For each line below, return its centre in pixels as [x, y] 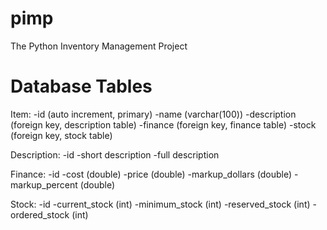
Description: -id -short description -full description [115, 154]
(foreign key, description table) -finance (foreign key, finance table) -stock [163, 124]
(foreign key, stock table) [61, 135]
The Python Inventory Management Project [99, 46]
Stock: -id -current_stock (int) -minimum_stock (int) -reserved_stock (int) [160, 204]
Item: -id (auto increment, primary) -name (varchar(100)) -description [153, 114]
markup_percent [44, 184]
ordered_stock [40, 214]
